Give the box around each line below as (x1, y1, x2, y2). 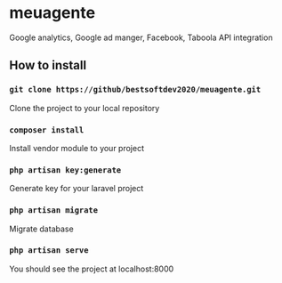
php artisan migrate (9, 206, 99, 215)
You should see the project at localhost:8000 (9, 263, 174, 274)
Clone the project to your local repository (9, 102, 160, 113)
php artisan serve (9, 246, 89, 255)
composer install (9, 125, 85, 135)
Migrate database (9, 223, 74, 234)
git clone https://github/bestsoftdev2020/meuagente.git (9, 85, 262, 95)
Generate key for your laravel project (9, 183, 144, 194)
